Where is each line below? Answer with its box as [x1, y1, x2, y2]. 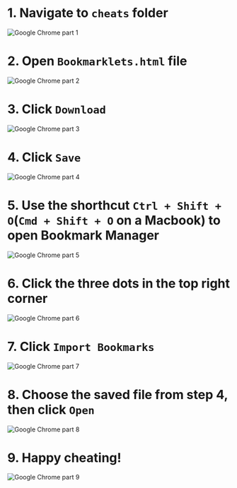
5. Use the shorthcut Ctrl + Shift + [7, 197, 221, 213]
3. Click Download [7, 101, 106, 117]
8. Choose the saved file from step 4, [7, 386, 229, 403]
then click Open [7, 401, 95, 417]
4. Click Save [7, 150, 81, 165]
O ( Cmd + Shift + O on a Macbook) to [7, 212, 221, 228]
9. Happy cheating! [7, 450, 122, 465]
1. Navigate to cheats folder [7, 5, 168, 21]
